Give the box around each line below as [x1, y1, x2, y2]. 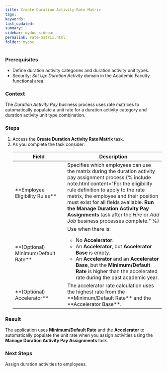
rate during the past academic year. [76, 274, 159, 281]
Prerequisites [5, 56, 38, 63]
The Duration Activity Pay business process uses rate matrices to [5, 101, 140, 107]
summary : [5, 26, 23, 31]
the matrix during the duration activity [67, 168, 156, 175]
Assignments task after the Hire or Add [67, 211, 160, 218]
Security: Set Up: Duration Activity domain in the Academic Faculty [12, 73, 150, 79]
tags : [5, 12, 16, 17]
